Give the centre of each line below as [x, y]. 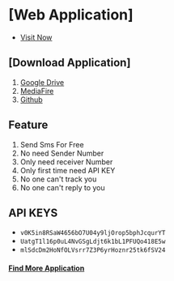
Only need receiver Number [66, 162]
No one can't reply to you [62, 187]
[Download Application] [70, 63]
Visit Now [36, 37]
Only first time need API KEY [68, 170]
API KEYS [33, 213]
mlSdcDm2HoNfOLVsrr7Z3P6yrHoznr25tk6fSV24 [93, 250]
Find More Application [47, 268]
